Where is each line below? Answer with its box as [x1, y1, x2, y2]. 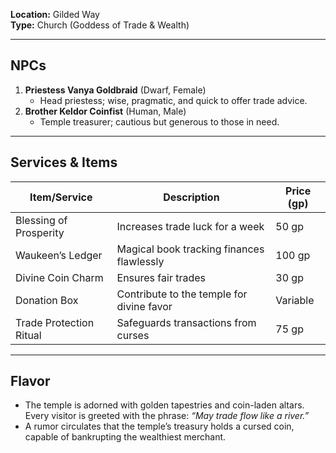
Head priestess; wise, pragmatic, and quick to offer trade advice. [39, 94, 308, 106]
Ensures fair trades [116, 270, 207, 284]
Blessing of [15, 213, 68, 227]
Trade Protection [15, 315, 95, 329]
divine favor [116, 299, 173, 313]
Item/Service [29, 190, 93, 204]
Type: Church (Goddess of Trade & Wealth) [10, 19, 190, 31]
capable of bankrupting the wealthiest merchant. [24, 431, 227, 443]
